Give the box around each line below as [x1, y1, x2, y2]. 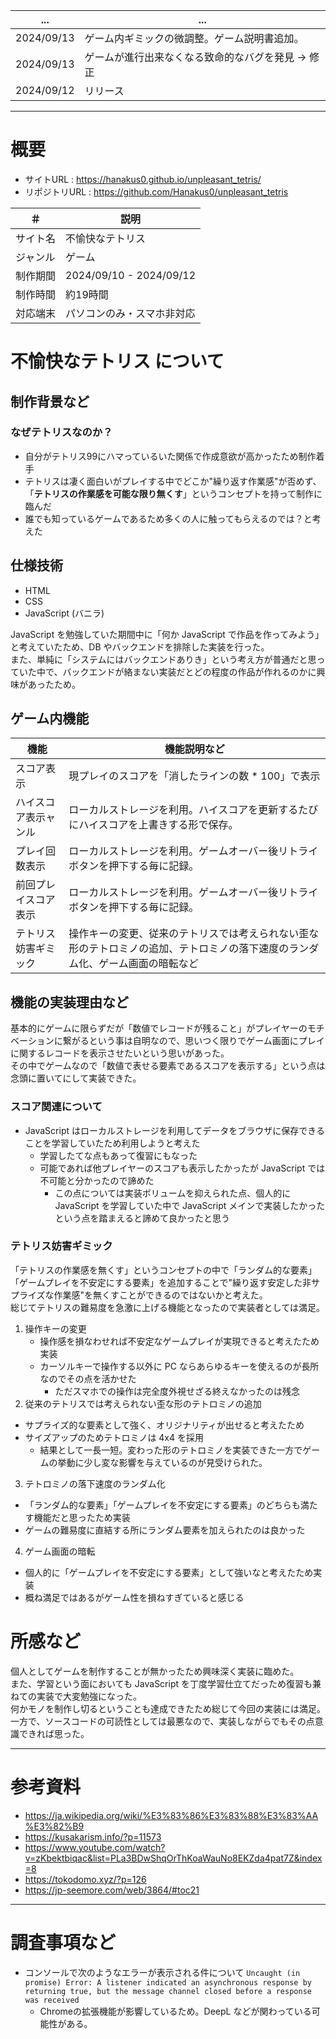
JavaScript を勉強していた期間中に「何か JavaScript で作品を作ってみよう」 [10, 628, 325, 640]
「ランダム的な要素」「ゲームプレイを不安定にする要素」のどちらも [24, 1499, 301, 1511]
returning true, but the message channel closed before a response [24, 1986, 312, 1996]
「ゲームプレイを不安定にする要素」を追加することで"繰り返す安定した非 [10, 1276, 312, 1288]
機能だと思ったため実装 [33, 1511, 131, 1523]
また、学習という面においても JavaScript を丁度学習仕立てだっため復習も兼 [10, 1677, 322, 1689]
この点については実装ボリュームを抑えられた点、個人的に [54, 1187, 292, 1199]
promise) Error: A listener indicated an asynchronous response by [24, 1977, 312, 1988]
